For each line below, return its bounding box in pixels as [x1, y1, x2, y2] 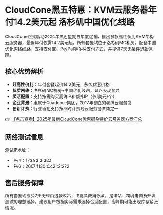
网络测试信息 [5, 133, 44, 142]
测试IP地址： [5, 147, 31, 153]
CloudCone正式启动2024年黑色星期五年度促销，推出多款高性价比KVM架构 [5, 34, 154, 39]
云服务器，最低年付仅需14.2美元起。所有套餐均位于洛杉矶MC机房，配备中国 [5, 39, 156, 45]
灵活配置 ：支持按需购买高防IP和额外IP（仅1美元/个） [12, 93, 117, 99]
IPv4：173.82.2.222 [12, 157, 52, 163]
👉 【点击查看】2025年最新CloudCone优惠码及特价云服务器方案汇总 [5, 116, 142, 122]
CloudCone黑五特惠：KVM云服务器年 [5, 4, 157, 16]
